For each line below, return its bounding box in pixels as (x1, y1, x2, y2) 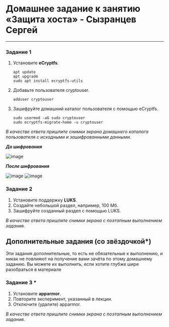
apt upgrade (13, 74, 38, 79)
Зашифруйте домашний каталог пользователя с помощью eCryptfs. (13, 106, 158, 112)
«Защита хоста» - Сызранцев (6, 14, 137, 25)
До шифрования (6, 144, 42, 150)
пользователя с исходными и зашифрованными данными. (6, 134, 131, 140)
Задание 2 (6, 185, 33, 192)
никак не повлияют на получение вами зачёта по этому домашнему (6, 256, 152, 262)
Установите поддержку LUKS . (13, 197, 77, 203)
